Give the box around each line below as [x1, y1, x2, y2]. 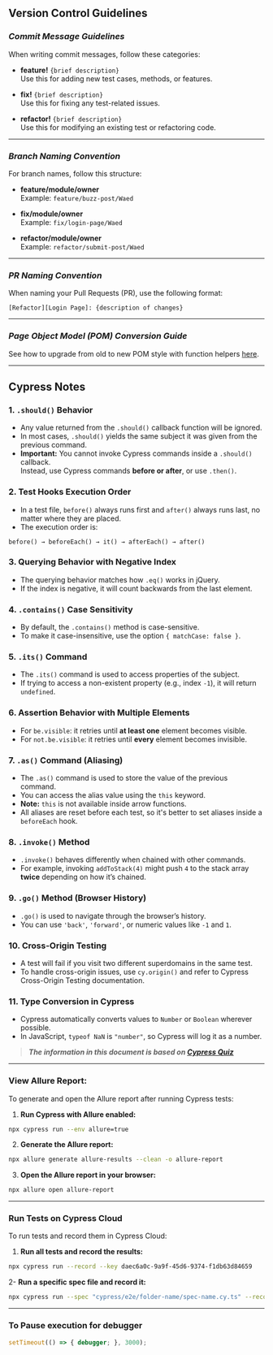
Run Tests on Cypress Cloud [8, 1213, 123, 1224]
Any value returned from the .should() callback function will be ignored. [19, 422, 262, 433]
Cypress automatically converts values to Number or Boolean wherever [19, 1015, 253, 1024]
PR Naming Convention [8, 270, 102, 281]
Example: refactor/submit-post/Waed [19, 241, 145, 251]
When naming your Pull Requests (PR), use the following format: [8, 288, 223, 298]
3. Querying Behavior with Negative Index [8, 556, 177, 568]
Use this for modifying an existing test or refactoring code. [19, 122, 217, 132]
